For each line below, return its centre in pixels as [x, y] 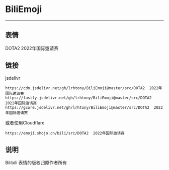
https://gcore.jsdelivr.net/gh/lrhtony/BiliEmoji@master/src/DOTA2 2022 [84, 107]
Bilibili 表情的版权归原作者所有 [36, 163]
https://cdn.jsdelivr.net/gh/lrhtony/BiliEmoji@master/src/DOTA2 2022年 [84, 88]
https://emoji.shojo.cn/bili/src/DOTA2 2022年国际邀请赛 [65, 133]
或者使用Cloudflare [25, 123]
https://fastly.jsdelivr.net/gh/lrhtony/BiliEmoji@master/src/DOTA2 [78, 98]
